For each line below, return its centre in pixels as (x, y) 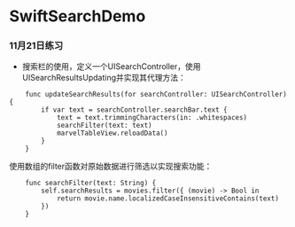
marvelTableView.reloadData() (112, 133)
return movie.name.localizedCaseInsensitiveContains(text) (167, 199)
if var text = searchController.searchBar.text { (134, 110)
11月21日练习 (36, 46)
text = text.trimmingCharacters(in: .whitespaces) (152, 118)
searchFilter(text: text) (104, 126)
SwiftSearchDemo (78, 16)
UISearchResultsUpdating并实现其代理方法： (104, 78)
